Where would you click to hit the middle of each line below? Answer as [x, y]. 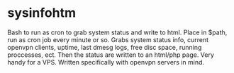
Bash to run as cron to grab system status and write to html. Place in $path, [117, 32]
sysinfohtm [42, 13]
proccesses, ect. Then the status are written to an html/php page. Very [111, 55]
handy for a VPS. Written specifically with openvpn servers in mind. [106, 62]
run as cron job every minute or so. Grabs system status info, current [108, 39]
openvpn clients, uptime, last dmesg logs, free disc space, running [105, 47]
